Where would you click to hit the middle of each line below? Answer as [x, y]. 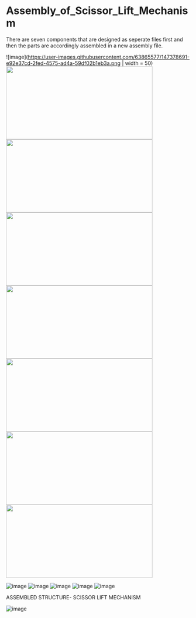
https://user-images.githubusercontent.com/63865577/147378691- [109, 57]
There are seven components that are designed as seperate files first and [94, 39]
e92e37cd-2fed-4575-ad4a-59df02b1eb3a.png [63, 63]
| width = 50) [137, 63]
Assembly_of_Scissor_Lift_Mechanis [97, 11]
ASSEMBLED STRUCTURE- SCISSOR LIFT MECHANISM [73, 597]
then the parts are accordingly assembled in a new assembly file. [85, 46]
